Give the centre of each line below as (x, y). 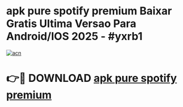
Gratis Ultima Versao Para (71, 24)
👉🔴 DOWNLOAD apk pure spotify (92, 78)
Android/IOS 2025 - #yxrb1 (74, 36)
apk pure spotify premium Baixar (89, 11)
